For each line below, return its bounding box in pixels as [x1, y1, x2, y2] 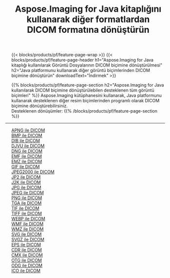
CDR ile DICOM [11, 247, 42, 253]
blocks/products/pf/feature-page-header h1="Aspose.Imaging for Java [11, 57, 154, 63]
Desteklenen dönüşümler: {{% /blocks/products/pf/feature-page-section [11, 108, 158, 114]
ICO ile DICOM [11, 268, 40, 274]
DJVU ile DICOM [11, 143, 45, 149]
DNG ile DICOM [11, 148, 43, 154]
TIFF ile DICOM [11, 210, 42, 216]
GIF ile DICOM [11, 164, 40, 170]
